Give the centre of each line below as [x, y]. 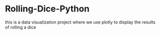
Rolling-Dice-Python [47, 9]
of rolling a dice [21, 27]
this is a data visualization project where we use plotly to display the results [80, 22]
